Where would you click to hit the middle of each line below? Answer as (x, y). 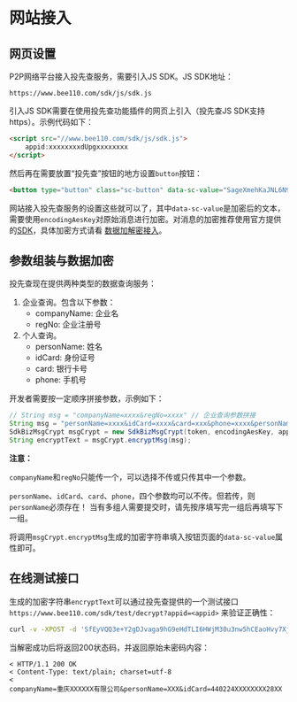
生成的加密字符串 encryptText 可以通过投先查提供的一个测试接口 (124, 601)
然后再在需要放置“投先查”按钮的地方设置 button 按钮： (106, 173)
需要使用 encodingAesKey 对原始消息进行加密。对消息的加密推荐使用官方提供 (145, 219)
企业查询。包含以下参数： (69, 303)
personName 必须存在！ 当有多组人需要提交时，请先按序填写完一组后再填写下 (146, 506)
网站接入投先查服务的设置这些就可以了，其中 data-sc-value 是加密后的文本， (147, 208)
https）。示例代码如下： (52, 122)
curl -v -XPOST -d (43, 629)
